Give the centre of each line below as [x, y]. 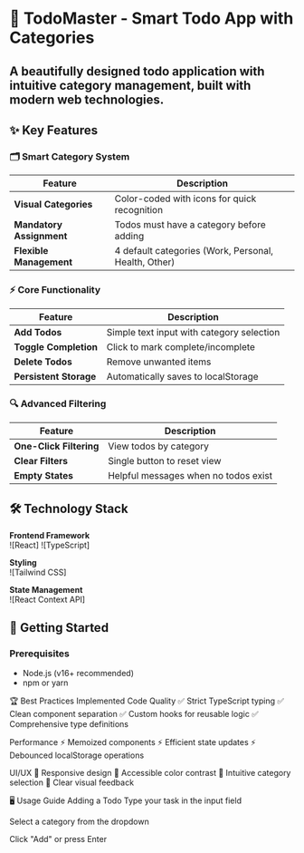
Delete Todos [43, 362]
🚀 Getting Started [59, 628]
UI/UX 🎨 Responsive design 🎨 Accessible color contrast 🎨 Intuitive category [150, 773]
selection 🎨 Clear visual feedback [71, 782]
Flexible [31, 251]
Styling [24, 562]
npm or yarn [45, 683]
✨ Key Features [53, 130]
